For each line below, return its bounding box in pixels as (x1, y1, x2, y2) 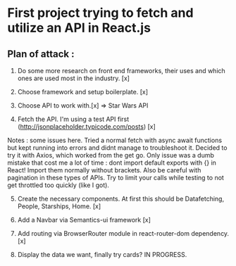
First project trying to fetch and (7, 5, 194, 21)
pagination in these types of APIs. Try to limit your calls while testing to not (7, 174, 224, 182)
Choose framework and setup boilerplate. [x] (17, 88, 148, 96)
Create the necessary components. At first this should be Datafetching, (17, 195, 224, 203)
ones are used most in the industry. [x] (17, 74, 130, 82)
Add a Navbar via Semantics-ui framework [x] (17, 216, 151, 224)
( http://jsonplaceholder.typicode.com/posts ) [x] (17, 122, 156, 131)
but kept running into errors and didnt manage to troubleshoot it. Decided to (7, 144, 228, 152)
